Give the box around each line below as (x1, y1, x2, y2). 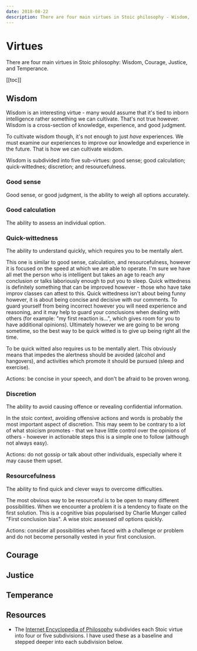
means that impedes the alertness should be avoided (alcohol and (6, 351, 165, 359)
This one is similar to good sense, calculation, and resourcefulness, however (6, 259, 191, 266)
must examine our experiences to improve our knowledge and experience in (6, 139, 190, 146)
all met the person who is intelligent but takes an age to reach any (6, 271, 165, 278)
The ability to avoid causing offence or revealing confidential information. (6, 403, 183, 410)
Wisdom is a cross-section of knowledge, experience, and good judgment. (6, 122, 186, 129)
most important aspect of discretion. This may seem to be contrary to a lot (6, 421, 186, 428)
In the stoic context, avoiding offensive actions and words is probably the (6, 415, 183, 422)
